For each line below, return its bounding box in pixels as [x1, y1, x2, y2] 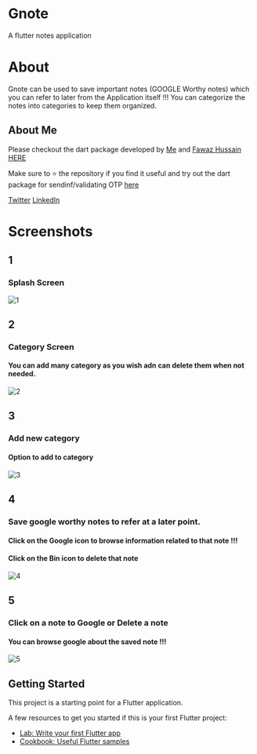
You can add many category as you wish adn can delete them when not [8, 361, 244, 370]
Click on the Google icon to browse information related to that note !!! [8, 536, 238, 545]
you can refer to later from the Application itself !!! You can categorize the [8, 92, 245, 102]
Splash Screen [8, 277, 65, 288]
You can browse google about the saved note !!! [8, 637, 167, 646]
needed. [8, 369, 37, 379]
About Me [8, 123, 57, 137]
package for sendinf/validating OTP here [8, 180, 139, 189]
